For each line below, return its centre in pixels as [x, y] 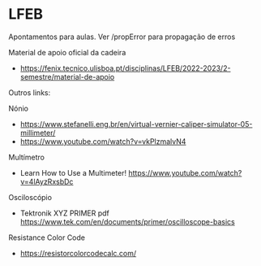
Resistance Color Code [47, 238]
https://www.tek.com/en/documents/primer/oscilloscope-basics [127, 221]
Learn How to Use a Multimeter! [73, 172]
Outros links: [30, 92]
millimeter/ [38, 133]
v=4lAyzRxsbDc [47, 181]
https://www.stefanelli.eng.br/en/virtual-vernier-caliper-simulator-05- [136, 124]
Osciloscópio [30, 197]
